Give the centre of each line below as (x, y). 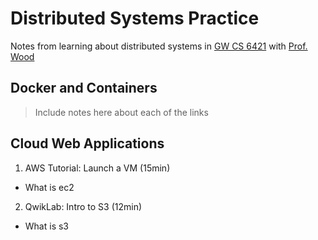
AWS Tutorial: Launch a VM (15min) (97, 168)
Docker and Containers (84, 88)
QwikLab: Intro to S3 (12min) (83, 206)
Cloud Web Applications (87, 143)
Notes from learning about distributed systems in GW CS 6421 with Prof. (159, 46)
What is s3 (47, 226)
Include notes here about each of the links (121, 112)
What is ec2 (49, 187)
